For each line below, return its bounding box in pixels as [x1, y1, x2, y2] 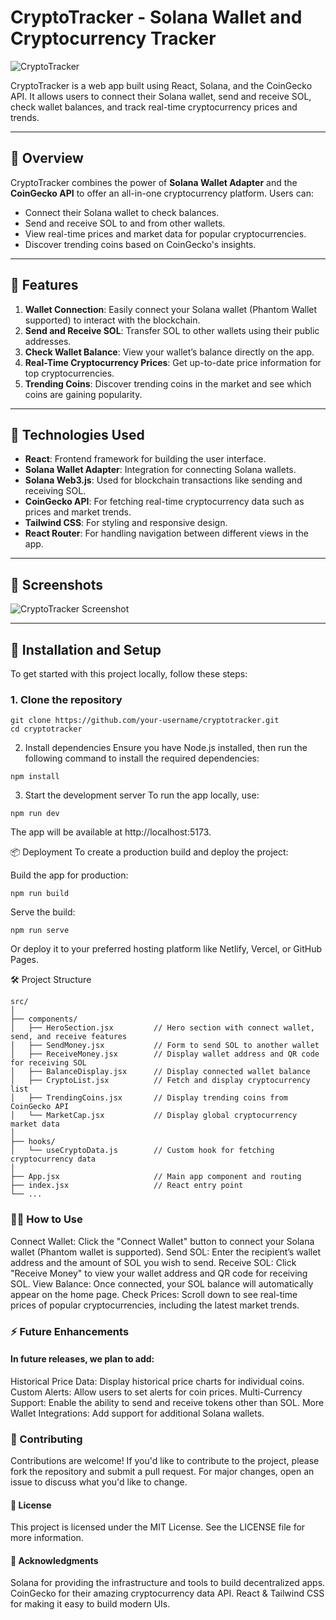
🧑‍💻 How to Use [10, 1212, 83, 1226]
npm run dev [10, 809, 60, 819]
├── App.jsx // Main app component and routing [10, 1172, 302, 1182]
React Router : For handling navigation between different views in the [24, 527, 309, 540]
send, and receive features [10, 1032, 128, 1042]
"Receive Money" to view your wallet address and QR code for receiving [10, 1267, 308, 1279]
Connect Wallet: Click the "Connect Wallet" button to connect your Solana [10, 1235, 315, 1247]
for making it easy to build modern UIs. [10, 1598, 171, 1610]
